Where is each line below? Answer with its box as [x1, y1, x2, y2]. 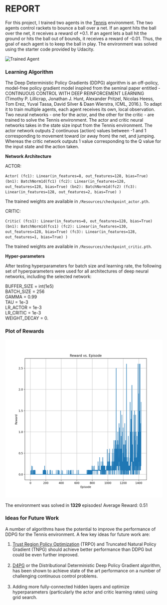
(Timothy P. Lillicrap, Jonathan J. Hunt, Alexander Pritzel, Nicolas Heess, [5, 96, 155, 102]
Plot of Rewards [5, 328, 44, 335]
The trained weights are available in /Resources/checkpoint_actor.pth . [5, 198, 150, 204]
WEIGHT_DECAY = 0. [5, 315, 49, 321]
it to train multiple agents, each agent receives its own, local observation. [5, 106, 156, 113]
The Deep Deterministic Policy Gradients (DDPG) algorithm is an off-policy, [5, 80, 159, 86]
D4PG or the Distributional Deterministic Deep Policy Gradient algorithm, [12, 562, 161, 568]
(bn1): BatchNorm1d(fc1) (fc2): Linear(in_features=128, [5, 179, 126, 184]
